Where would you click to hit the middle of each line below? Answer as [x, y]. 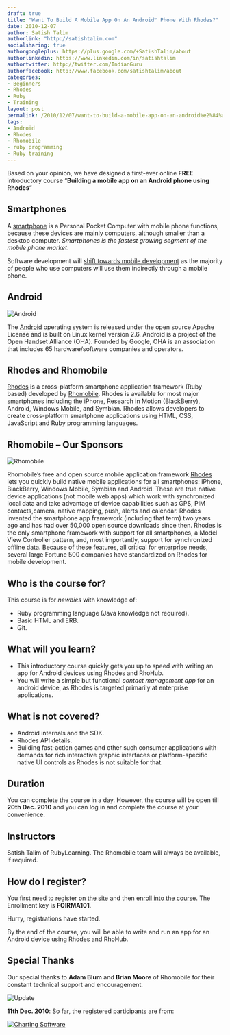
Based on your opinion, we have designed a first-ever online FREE [100, 173]
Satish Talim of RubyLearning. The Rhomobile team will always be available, [114, 853]
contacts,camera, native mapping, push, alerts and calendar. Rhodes [104, 511]
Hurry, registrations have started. [54, 918]
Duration [26, 783]
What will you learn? [51, 649]
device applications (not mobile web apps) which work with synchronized [111, 496]
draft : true [24, 13]
